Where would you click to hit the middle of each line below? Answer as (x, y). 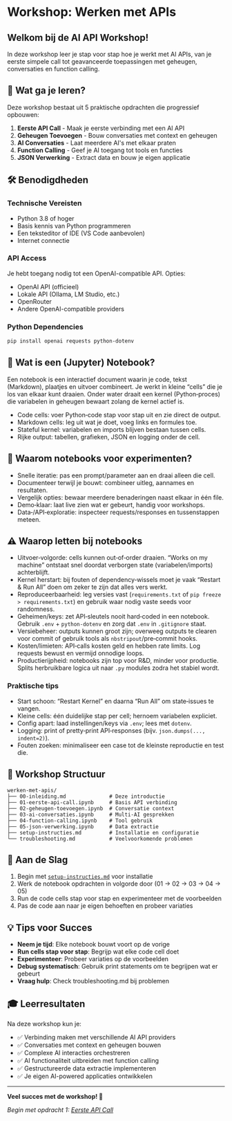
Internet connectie (43, 240)
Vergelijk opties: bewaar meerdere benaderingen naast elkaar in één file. (120, 497)
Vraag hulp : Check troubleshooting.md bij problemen (93, 981)
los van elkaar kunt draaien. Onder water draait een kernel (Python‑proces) (114, 394)
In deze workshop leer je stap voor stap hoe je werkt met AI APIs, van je (109, 54)
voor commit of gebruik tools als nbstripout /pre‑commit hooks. (107, 639)
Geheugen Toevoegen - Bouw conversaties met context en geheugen (117, 135)
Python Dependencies (46, 327)
